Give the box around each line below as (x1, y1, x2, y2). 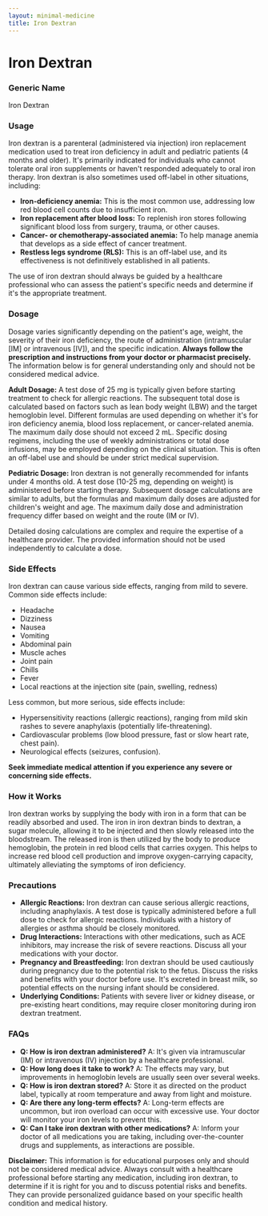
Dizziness (19, 614, 53, 623)
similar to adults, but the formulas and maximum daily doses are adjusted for (8, 494, 261, 503)
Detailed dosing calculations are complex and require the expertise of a (8, 526, 244, 536)
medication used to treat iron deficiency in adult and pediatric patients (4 (8, 147, 249, 157)
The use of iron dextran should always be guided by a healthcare (8, 271, 222, 281)
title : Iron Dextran (8, 19, 78, 27)
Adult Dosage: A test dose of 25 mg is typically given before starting (8, 385, 236, 394)
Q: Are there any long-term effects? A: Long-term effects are (19, 1098, 225, 1107)
